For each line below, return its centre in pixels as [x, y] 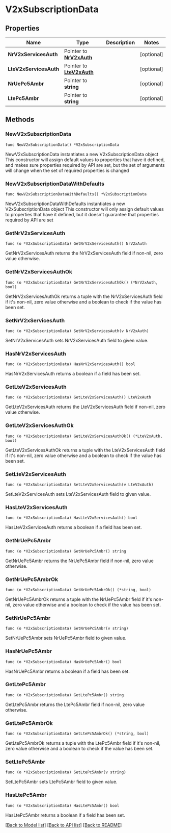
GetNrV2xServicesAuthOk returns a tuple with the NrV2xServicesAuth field [84, 296]
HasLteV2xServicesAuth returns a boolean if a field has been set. [74, 527]
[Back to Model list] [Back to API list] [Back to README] [64, 825]
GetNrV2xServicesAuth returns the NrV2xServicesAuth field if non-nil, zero [84, 253]
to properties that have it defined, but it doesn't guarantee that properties [82, 214]
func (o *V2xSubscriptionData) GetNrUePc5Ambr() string [66, 551]
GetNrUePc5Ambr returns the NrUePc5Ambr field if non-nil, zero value [79, 561]
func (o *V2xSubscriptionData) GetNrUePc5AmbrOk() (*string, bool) [78, 590]
